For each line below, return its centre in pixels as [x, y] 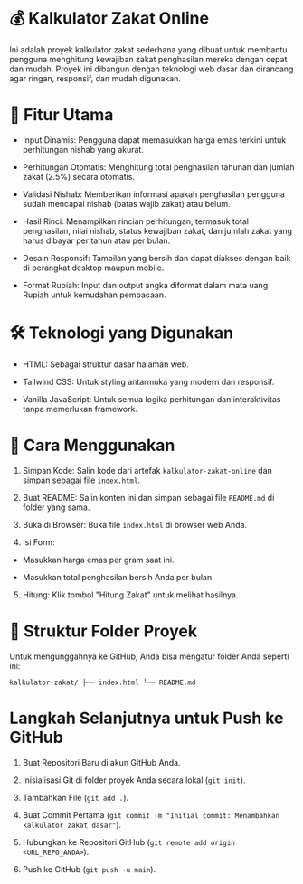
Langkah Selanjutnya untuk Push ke [147, 718]
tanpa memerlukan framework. [80, 409]
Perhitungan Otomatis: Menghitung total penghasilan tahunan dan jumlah [158, 167]
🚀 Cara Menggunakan [92, 446]
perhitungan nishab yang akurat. [83, 149]
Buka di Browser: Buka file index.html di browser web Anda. [134, 524]
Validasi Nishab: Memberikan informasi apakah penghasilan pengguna [153, 194]
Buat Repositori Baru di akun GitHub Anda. [101, 762]
